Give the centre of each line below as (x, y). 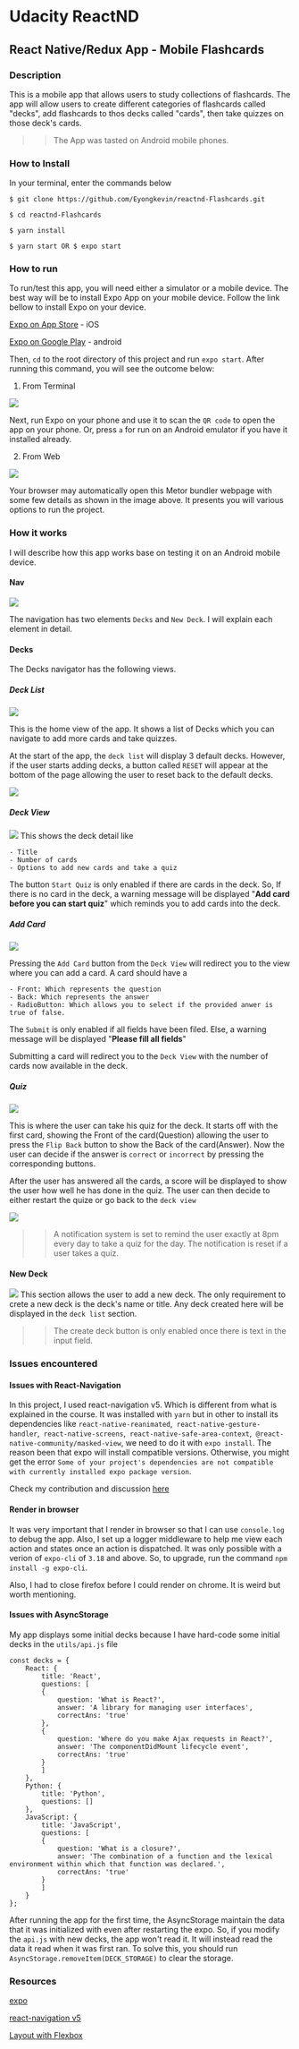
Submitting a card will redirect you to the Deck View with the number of (139, 1056)
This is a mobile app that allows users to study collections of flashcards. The (150, 94)
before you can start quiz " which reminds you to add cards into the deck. (145, 904)
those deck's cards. (46, 123)
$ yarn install (37, 231)
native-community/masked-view (66, 1444)
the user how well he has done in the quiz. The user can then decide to (140, 1191)
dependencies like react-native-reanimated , (91, 1424)
